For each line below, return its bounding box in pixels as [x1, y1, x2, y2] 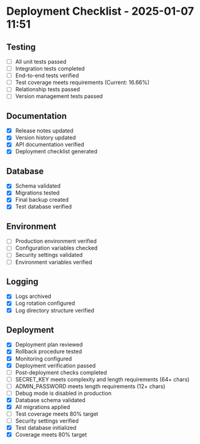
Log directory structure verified [15, 307, 95, 314]
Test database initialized [15, 424, 76, 432]
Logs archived [15, 293, 51, 300]
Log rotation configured [15, 299, 75, 307]
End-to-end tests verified [15, 72, 80, 79]
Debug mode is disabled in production [15, 389, 112, 397]
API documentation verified [15, 141, 84, 148]
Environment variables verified [15, 258, 93, 266]
